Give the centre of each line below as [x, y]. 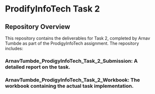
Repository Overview [38, 27]
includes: [14, 48]
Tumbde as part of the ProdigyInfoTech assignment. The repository [72, 43]
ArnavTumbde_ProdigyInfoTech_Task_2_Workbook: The [73, 80]
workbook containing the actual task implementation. [70, 86]
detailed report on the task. [38, 67]
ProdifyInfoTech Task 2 [53, 9]
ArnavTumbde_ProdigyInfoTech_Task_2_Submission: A [71, 61]
